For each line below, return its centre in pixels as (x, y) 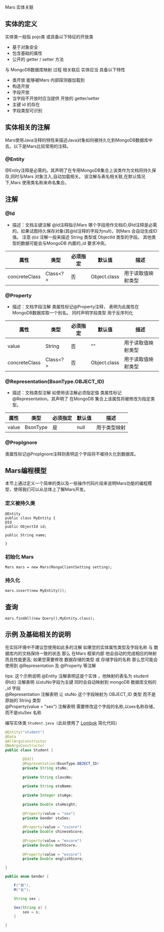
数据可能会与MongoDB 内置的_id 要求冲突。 (65, 243)
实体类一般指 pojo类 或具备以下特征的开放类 (49, 37)
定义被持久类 (20, 503)
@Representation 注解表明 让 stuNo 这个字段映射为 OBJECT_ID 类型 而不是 (81, 694)
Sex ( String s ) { (31, 907)
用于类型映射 (111, 427)
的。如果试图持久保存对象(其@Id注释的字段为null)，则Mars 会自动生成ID (85, 231)
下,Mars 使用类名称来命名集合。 (37, 182)
